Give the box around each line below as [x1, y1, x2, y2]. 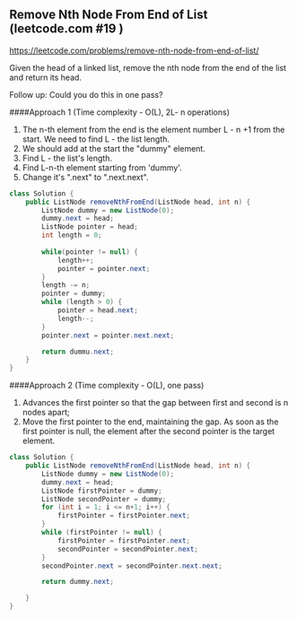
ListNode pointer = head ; [41, 222, 139, 231]
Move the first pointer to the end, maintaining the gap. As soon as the [22, 416, 279, 427]
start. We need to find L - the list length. [22, 134, 170, 144]
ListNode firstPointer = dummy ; [41, 486, 163, 495]
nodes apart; [22, 407, 70, 418]
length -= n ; [41, 281, 91, 290]
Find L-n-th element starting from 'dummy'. [22, 161, 182, 173]
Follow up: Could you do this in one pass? [9, 89, 163, 100]
